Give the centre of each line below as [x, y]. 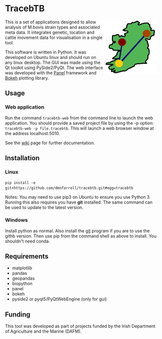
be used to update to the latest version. [44, 207]
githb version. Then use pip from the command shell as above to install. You [81, 236]
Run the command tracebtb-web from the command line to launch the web [79, 118]
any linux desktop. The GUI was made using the [53, 62]
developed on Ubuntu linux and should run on [51, 57]
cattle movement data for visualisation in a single [54, 38]
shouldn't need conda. [27, 241]
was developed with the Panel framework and [51, 73]
